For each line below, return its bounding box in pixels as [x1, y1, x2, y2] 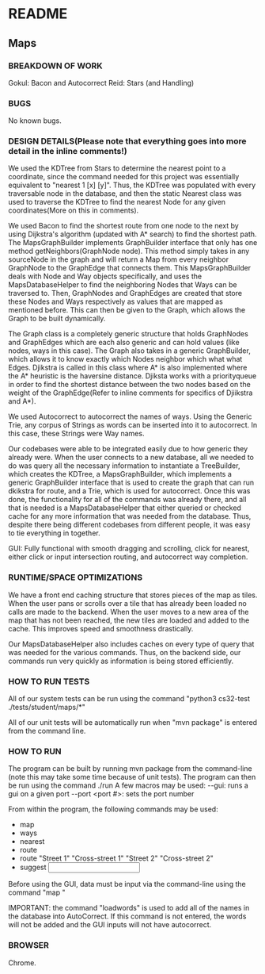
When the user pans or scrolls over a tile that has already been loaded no [8, 598, 247, 608]
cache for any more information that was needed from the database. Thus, [8, 512, 252, 521]
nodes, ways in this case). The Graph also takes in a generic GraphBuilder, [8, 346, 251, 355]
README [8, 5, 68, 23]
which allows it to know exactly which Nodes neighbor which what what [8, 355, 243, 364]
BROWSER [8, 940, 50, 951]
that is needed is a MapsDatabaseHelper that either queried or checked [8, 503, 241, 512]
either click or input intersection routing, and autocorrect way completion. [8, 552, 248, 562]
